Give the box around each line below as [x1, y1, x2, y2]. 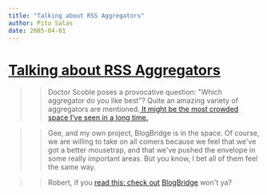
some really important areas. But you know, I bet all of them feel [47, 153, 258, 164]
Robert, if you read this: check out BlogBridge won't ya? [47, 177, 233, 188]
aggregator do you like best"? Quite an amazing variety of [47, 96, 238, 105]
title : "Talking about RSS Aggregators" [8, 11, 145, 20]
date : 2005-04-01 [8, 26, 66, 34]
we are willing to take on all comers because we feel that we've [47, 137, 257, 146]
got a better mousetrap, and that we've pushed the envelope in [47, 145, 256, 155]
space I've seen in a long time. [47, 113, 149, 122]
